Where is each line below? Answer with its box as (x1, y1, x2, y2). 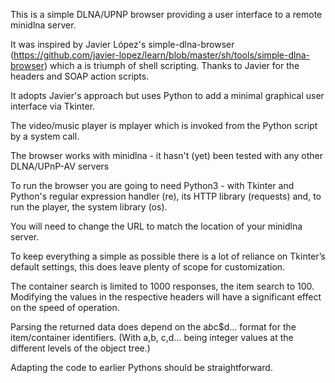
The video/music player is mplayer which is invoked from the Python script (10, 120, 318, 131)
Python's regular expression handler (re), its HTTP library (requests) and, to (10, 190, 322, 202)
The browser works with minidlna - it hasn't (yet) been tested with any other (10, 150, 324, 161)
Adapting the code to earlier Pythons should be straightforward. (10, 362, 273, 373)
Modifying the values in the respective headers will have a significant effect (10, 291, 322, 303)
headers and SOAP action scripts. (10, 70, 150, 82)
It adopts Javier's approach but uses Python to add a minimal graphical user (10, 90, 325, 101)
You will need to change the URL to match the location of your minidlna (10, 220, 303, 232)
